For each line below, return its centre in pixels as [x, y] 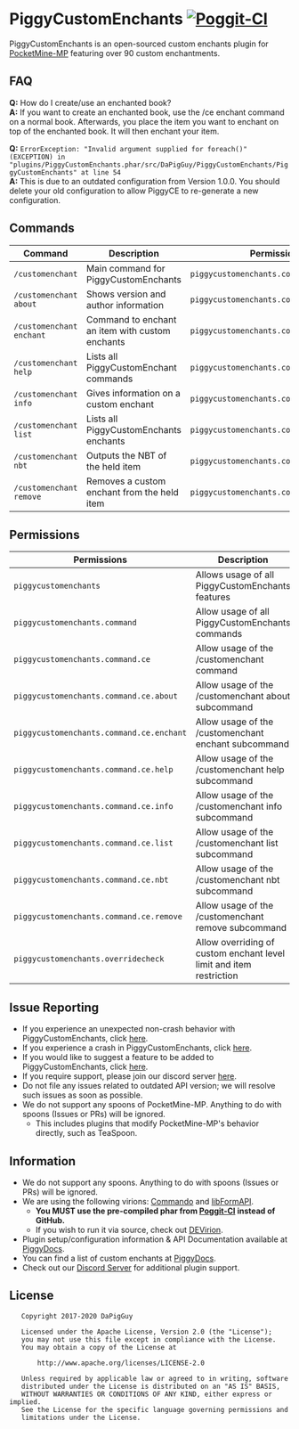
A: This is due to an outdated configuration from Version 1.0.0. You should [145, 181]
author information [125, 305]
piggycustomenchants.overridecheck [89, 959]
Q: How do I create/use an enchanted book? [90, 102]
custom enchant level [240, 953]
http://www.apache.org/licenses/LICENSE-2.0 [121, 1363]
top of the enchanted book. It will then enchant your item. [114, 131]
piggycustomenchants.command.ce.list [93, 843]
